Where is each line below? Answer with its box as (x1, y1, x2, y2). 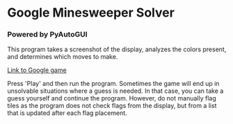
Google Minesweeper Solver (7, 5, 175, 21)
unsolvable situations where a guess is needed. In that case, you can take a (7, 87, 224, 95)
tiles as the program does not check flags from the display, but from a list (7, 102, 217, 110)
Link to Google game (7, 66, 67, 74)
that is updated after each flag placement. (7, 109, 127, 117)
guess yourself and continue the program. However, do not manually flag (7, 94, 217, 103)
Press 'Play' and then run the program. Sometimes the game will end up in (7, 80, 220, 88)
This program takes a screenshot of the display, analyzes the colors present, (7, 45, 227, 53)
